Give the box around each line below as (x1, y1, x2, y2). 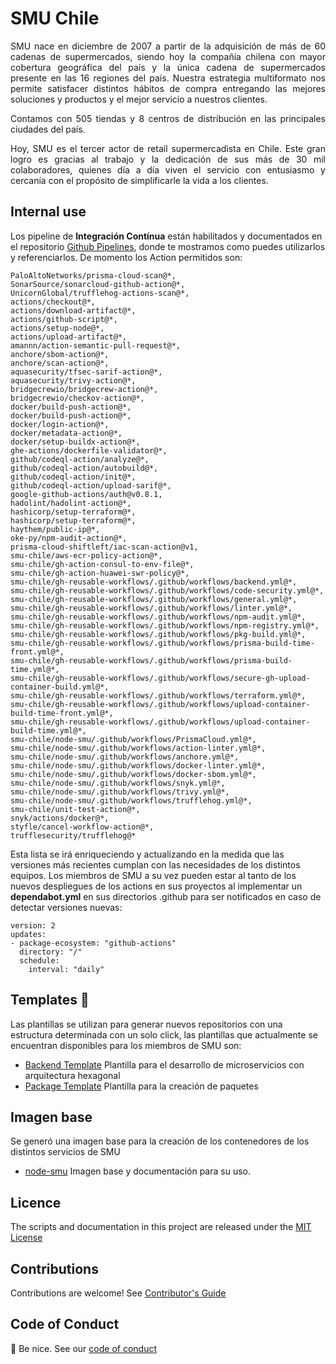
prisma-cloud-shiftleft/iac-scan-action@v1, (10, 542, 199, 552)
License (10, 1232, 43, 1244)
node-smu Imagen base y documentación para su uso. (24, 1165, 252, 1177)
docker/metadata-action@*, (10, 428, 123, 438)
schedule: (19, 955, 60, 966)
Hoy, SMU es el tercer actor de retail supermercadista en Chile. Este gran (10, 142, 326, 154)
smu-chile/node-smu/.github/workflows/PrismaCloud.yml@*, (10, 734, 257, 744)
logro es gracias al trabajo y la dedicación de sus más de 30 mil (10, 153, 326, 165)
